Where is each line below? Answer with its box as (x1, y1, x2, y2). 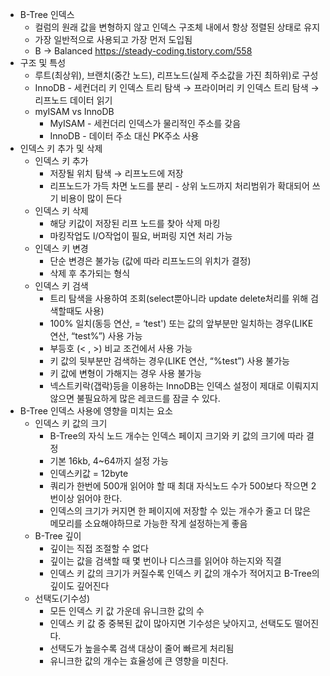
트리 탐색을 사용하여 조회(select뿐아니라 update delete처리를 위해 (49, 293, 309, 304)
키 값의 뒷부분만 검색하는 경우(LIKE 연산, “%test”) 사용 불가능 (49, 355, 290, 367)
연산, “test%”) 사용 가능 (49, 330, 143, 342)
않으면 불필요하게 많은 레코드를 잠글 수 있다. (49, 393, 221, 404)
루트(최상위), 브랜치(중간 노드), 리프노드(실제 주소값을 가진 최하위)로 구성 (34, 69, 319, 81)
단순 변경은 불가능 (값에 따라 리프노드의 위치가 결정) (49, 255, 252, 267)
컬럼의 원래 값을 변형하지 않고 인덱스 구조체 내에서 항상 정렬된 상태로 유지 (34, 21, 321, 33)
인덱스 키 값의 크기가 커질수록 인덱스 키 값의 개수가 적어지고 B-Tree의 (49, 568, 320, 579)
